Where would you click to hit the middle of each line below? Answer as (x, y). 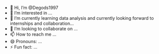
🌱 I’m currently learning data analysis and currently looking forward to (82, 18)
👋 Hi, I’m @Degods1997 (34, 8)
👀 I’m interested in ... (31, 13)
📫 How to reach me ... (33, 34)
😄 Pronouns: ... (26, 41)
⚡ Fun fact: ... (23, 47)
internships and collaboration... (42, 23)
